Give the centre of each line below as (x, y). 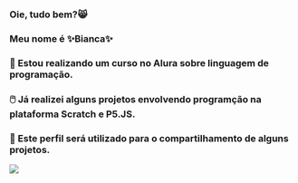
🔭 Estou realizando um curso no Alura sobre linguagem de (139, 63)
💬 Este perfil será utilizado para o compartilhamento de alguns (149, 138)
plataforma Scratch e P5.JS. (72, 114)
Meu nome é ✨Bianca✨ (61, 38)
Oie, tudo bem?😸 (48, 14)
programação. (42, 74)
